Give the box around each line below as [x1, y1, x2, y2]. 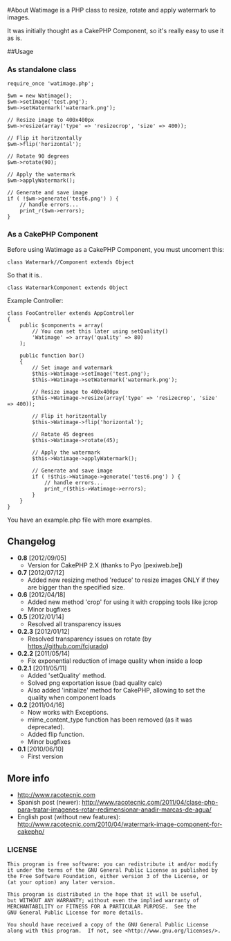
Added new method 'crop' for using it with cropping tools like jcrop [27, 598, 218, 606]
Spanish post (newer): [17, 798, 81, 807]
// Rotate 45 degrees [32, 430, 95, 438]
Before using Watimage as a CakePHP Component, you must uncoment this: [7, 245, 225, 253]
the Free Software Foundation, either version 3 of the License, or [7, 873, 209, 879]
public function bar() [19, 352, 85, 359]
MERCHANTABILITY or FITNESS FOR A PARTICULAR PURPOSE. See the [7, 903, 196, 910]
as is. [7, 34, 23, 42]
